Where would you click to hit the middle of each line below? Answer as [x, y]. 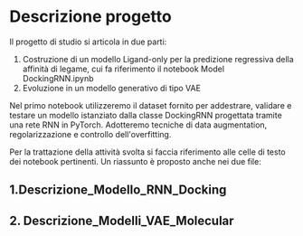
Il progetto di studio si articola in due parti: [88, 42]
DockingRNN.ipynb [58, 78]
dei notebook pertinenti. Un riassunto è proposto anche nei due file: [136, 161]
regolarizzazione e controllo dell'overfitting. [90, 134]
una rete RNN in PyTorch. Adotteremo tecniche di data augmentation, [138, 125]
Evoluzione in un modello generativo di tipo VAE [112, 88]
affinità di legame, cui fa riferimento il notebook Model [123, 69]
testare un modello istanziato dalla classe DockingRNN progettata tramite [146, 115]
